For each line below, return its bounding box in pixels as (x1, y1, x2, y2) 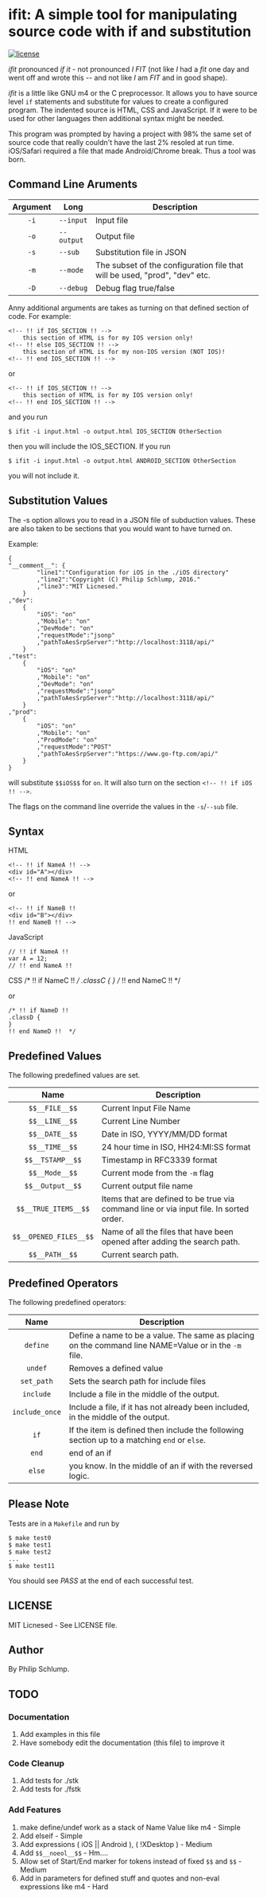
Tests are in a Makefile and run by (8, 1519, 120, 1528)
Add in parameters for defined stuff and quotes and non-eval (19, 1873, 220, 1883)
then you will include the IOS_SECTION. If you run (8, 441, 171, 451)
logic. (68, 1471, 90, 1481)
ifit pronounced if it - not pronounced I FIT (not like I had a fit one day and (8, 64, 250, 73)
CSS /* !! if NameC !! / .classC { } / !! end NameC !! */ (8, 976, 181, 985)
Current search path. (101, 1249, 179, 1260)
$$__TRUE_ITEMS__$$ (16, 1204, 90, 1213)
